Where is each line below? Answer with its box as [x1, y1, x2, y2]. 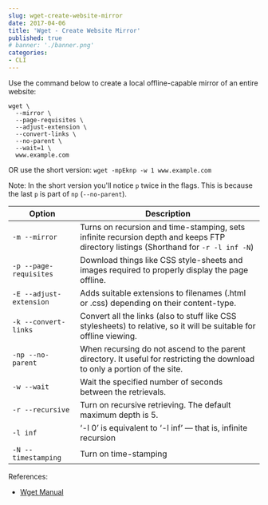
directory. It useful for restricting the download [79, 353, 255, 364]
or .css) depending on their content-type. [79, 297, 237, 308]
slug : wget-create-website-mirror [8, 11, 124, 20]
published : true [8, 34, 62, 42]
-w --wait [12, 382, 49, 392]
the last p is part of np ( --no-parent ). [8, 189, 128, 198]
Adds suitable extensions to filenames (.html [79, 287, 246, 298]
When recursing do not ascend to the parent [79, 343, 246, 354]
